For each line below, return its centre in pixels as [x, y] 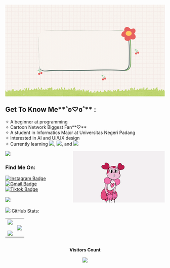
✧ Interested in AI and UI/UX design [42, 138]
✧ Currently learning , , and [39, 144]
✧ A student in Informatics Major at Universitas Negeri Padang [70, 132]
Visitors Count [85, 250]
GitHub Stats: [25, 211]
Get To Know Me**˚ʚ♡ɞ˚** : [51, 109]
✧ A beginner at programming [36, 122]
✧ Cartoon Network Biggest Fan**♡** [46, 127]
